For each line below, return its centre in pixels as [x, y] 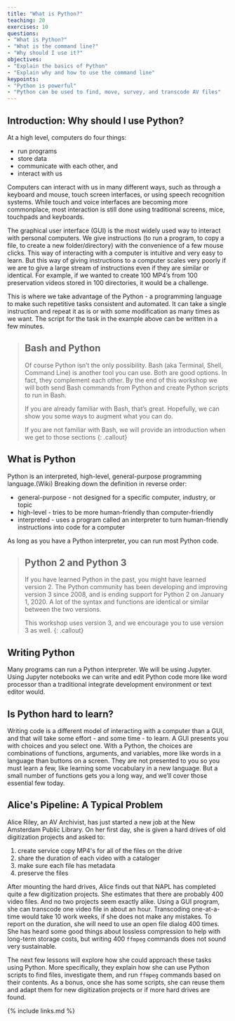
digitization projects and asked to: [56, 837]
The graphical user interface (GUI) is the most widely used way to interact [114, 230]
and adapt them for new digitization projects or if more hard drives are [109, 989]
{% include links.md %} [41, 1010]
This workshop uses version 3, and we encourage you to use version [124, 623]
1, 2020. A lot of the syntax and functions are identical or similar [116, 602]
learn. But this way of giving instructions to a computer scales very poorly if [117, 260]
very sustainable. [32, 946]
